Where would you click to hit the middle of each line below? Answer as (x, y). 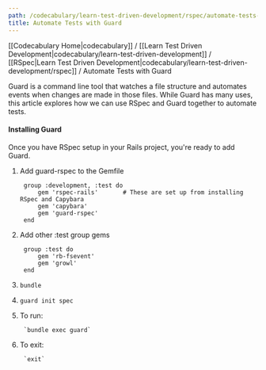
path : (17, 15)
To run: (31, 315)
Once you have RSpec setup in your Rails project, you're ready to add (122, 147)
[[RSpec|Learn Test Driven (51, 62)
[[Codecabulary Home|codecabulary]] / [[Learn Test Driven (105, 45)
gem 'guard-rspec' (68, 213)
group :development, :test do (73, 185)
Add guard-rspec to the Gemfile (72, 170)
